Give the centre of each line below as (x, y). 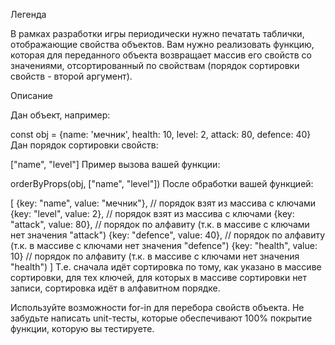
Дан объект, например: (60, 115)
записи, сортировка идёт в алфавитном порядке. (115, 288)
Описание (31, 95)
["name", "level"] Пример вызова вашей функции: (115, 164)
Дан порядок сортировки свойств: (84, 145)
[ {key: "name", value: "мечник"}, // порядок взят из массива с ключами (163, 203)
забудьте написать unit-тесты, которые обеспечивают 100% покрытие (161, 318)
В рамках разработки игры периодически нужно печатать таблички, (157, 33)
